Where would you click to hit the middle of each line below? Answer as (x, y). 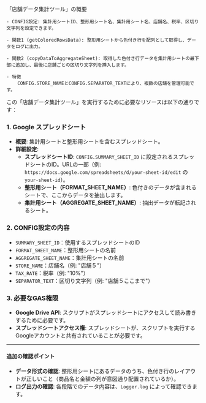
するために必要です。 (42, 320)
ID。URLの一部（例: (76, 165)
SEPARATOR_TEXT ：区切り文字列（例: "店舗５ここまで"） (84, 281)
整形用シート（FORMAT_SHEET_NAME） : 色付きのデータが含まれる (111, 187)
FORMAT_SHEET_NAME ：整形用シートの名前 (66, 250)
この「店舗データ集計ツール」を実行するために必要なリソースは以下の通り (100, 102)
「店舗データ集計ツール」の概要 (47, 9)
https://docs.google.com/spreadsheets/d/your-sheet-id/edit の (106, 172)
